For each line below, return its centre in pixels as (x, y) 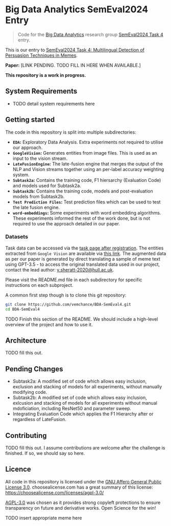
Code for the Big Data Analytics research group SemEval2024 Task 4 (90, 34)
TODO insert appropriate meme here (44, 518)
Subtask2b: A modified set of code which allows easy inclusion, (80, 397)
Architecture (26, 341)
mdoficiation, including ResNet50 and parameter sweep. (72, 409)
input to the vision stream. (40, 158)
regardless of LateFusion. (39, 419)
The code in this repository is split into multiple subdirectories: (71, 132)
